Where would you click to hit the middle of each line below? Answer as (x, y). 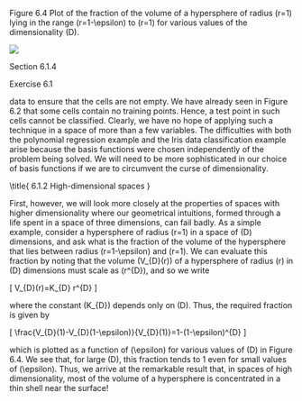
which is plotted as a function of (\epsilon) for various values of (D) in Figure (151, 350)
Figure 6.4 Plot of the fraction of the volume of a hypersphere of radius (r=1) (151, 13)
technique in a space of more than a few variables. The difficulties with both (151, 130)
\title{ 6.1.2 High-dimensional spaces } (80, 186)
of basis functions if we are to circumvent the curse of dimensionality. (139, 169)
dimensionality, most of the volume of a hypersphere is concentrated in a (145, 378)
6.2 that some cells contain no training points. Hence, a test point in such (145, 111)
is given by (29, 315)
